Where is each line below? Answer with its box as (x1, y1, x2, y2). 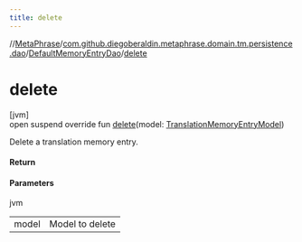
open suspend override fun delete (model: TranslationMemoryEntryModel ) (9, 118, 285, 129)
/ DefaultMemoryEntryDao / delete (25, 47, 147, 59)
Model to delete (49, 218, 116, 230)
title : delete (9, 13, 63, 23)
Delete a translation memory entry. (9, 136, 138, 147)
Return (9, 157, 36, 168)
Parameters (9, 177, 54, 188)
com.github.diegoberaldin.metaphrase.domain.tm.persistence (62, 38, 293, 49)
